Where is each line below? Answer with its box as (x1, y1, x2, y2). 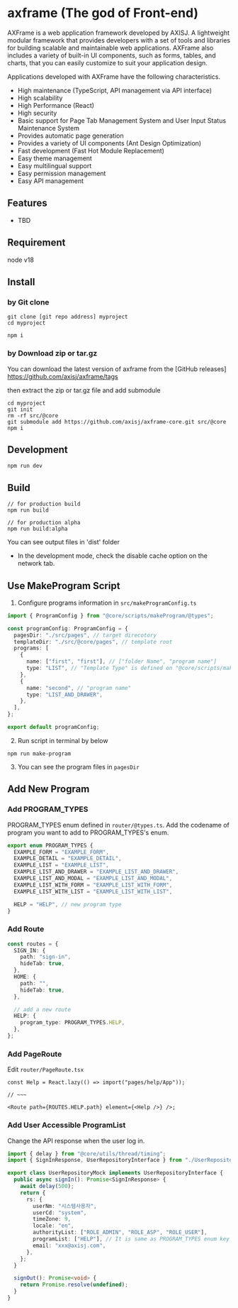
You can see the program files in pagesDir (17, 762, 140, 771)
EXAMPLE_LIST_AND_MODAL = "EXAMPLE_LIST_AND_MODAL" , (13, 875, 173, 882)
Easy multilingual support (17, 161, 92, 170)
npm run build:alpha (7, 525, 69, 533)
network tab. (17, 559, 55, 568)
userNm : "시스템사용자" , (33, 1202, 97, 1209)
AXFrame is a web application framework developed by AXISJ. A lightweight (7, 28, 230, 37)
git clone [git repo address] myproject (7, 314, 129, 321)
